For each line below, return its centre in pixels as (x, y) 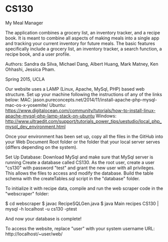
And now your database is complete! (44, 219)
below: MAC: (18, 100)
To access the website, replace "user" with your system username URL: (80, 228)
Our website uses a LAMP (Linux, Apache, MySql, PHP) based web (75, 89)
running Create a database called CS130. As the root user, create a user (80, 162)
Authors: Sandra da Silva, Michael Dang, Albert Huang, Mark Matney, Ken (82, 64)
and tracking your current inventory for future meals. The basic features (80, 43)
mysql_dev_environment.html (35, 127)
